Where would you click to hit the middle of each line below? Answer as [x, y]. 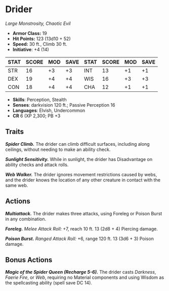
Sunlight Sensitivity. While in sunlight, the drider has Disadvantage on [79, 159]
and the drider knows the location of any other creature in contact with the [83, 180]
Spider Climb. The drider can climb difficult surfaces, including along [78, 144]
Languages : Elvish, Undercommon [49, 110]
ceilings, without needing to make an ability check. [58, 149]
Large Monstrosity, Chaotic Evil [38, 23]
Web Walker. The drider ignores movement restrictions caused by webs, [81, 174]
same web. [17, 185]
